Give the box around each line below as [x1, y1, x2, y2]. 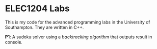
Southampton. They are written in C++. [5, 24, 84, 30]
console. [5, 39, 23, 45]
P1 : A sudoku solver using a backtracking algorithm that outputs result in [5, 34, 152, 40]
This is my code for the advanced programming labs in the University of [5, 19, 151, 25]
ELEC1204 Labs [5, 3, 70, 14]
